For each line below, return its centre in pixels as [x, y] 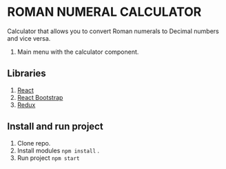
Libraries [27, 73]
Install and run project [55, 127]
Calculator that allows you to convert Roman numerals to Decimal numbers [113, 31]
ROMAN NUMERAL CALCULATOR [104, 12]
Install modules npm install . [58, 150]
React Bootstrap [40, 97]
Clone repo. [34, 143]
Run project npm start [48, 158]
